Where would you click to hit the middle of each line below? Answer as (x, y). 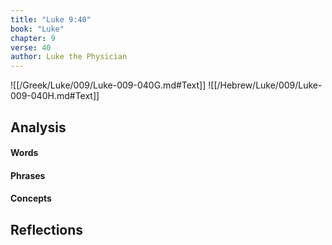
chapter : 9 (33, 38)
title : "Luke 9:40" (51, 19)
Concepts (31, 198)
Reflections (47, 229)
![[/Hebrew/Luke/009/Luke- (265, 85)
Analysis (38, 127)
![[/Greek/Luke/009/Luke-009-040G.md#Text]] (108, 85)
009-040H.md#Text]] (55, 96)
